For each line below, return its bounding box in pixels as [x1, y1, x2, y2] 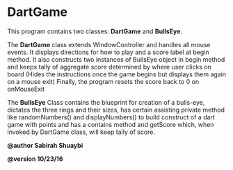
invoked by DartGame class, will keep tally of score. [7, 128, 155, 136]
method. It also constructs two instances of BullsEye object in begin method [7, 55, 225, 63]
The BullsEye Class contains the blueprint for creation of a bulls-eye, [7, 98, 205, 106]
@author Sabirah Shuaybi [7, 141, 83, 149]
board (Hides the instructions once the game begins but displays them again [7, 70, 227, 78]
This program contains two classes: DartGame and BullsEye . [7, 27, 183, 35]
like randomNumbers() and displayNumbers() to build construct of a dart [7, 112, 216, 121]
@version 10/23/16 [7, 154, 63, 163]
